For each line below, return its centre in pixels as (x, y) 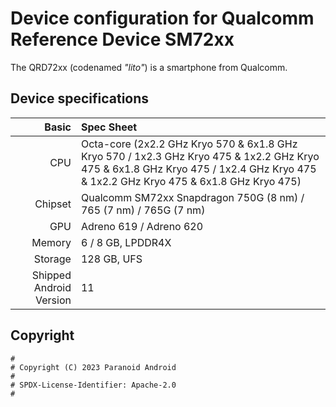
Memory (51, 242)
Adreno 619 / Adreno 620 (142, 226)
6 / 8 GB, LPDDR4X (126, 242)
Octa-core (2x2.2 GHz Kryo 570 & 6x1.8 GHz (189, 144)
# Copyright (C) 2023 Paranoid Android (93, 367)
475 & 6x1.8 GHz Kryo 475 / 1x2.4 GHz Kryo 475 (198, 169)
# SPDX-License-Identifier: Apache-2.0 (93, 385)
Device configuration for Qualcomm (162, 18)
